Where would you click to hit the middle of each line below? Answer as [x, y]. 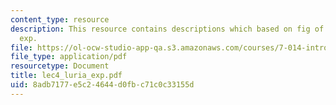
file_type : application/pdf [69, 57]
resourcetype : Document [60, 66]
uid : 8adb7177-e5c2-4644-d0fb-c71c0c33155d [102, 85]
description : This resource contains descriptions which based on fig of [167, 29]
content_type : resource [60, 19]
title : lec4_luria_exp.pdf [66, 76]
